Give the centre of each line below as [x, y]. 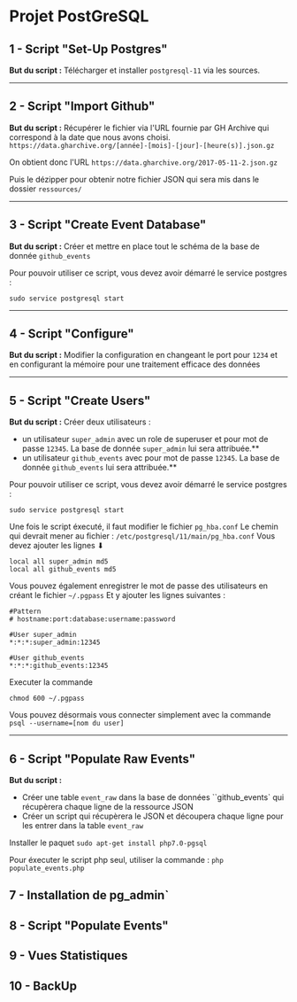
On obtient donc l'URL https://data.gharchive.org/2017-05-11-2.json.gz [144, 162]
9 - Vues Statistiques [69, 955]
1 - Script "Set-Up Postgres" [88, 49]
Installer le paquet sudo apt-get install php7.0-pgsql [108, 843]
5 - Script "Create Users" [80, 400]
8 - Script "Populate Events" [89, 925]
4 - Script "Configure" [72, 334]
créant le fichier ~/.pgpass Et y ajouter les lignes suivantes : [117, 595]
